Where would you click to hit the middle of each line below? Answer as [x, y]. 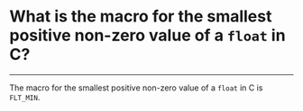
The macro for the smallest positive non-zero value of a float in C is [136, 88]
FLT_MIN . [25, 97]
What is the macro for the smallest [141, 17]
